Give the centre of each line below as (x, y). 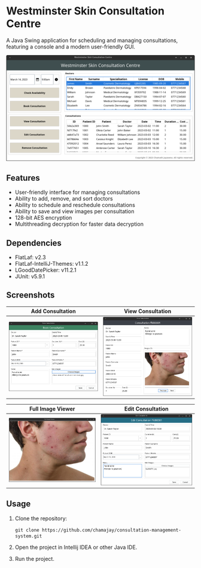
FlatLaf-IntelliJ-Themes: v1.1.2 (51, 264)
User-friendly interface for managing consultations (77, 192)
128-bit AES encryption (43, 218)
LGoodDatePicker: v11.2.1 (45, 270)
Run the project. (35, 558)
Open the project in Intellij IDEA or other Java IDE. (76, 547)
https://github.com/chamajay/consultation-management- (111, 530)
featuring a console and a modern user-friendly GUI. (71, 47)
